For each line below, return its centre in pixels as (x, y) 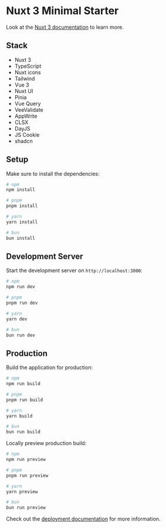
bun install (21, 238)
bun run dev (21, 335)
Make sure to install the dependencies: (53, 173)
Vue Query (28, 103)
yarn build (19, 416)
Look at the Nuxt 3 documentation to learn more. (65, 27)
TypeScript (28, 66)
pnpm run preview (27, 475)
